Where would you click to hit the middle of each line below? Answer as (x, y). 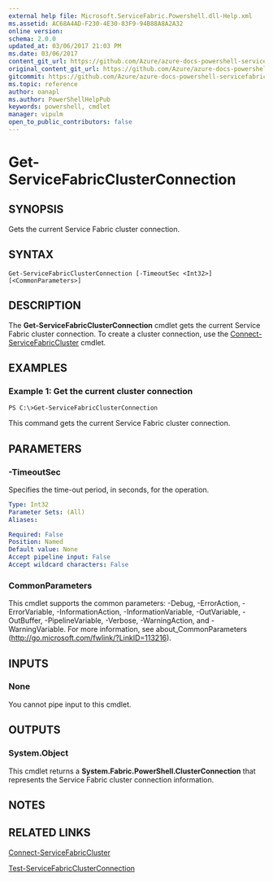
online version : (36, 31)
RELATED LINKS (50, 833)
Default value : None (43, 550)
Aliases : (23, 519)
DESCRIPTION (45, 306)
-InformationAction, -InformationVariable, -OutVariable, (149, 612)
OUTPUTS (35, 730)
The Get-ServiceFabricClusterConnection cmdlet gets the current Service (134, 325)
